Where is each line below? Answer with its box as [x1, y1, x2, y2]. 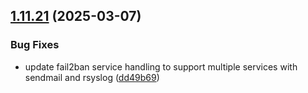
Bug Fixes [10, 38, 60, 52]
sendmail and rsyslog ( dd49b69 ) [24, 71, 160, 83]
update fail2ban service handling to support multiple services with [24, 60, 298, 73]
